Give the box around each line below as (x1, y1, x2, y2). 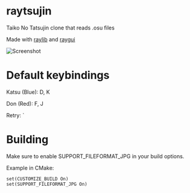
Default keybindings (6, 69, 110, 82)
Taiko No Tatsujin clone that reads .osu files (6, 24, 115, 31)
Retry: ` (6, 111, 25, 118)
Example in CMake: (6, 164, 54, 171)
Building (6, 133, 49, 147)
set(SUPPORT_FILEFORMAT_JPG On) (6, 181, 87, 187)
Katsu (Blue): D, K (6, 88, 50, 96)
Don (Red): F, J (6, 100, 44, 107)
